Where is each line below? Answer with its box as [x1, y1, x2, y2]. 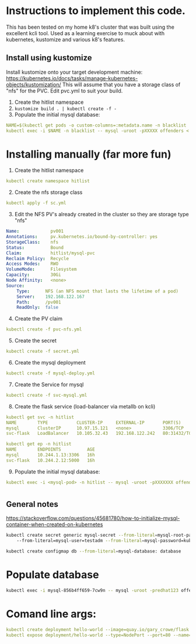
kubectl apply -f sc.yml [6, 200, 66, 206]
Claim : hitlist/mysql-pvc [6, 250, 95, 256]
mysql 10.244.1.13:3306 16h [6, 452, 95, 458]
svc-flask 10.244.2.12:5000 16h [6, 457, 95, 464]
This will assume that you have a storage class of [62, 81, 181, 88]
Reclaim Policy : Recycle [6, 255, 69, 261]
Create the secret [14, 337, 57, 344]
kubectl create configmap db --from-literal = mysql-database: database [6, 548, 181, 554]
